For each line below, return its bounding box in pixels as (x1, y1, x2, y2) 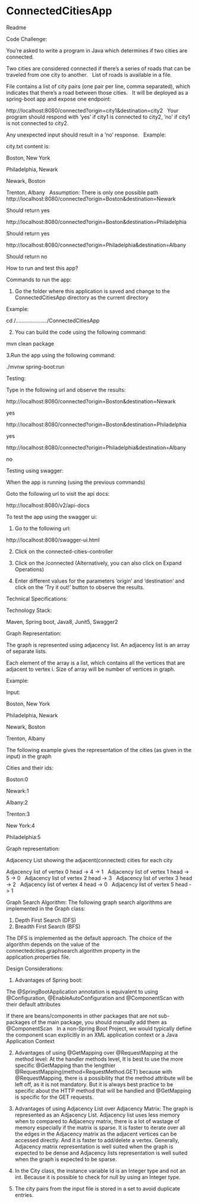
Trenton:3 (6, 810, 30, 817)
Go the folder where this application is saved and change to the (14, 287, 170, 294)
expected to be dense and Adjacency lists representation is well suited (14, 1149, 188, 1157)
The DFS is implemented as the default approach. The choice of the (6, 934, 172, 941)
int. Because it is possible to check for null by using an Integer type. (14, 1173, 181, 1180)
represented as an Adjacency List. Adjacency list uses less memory (14, 1111, 180, 1118)
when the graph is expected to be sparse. (14, 1155, 117, 1162)
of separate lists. (6, 648, 48, 655)
